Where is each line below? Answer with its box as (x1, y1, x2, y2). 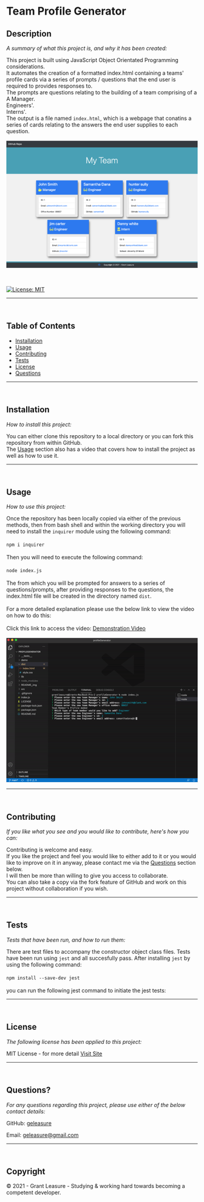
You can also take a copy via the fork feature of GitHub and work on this (6, 878, 187, 886)
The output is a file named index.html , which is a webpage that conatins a (6, 114, 192, 122)
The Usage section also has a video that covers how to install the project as (6, 446, 195, 453)
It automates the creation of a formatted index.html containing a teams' (6, 69, 184, 77)
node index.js (6, 568, 42, 574)
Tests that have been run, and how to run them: (6, 936, 126, 943)
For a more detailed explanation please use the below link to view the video (6, 606, 194, 613)
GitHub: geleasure (6, 1119, 52, 1127)
